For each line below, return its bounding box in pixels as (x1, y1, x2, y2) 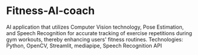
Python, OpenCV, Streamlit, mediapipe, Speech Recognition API (6, 42, 162, 49)
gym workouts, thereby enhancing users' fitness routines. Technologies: (6, 36, 183, 43)
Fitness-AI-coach (6, 4, 95, 18)
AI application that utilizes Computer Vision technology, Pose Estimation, (6, 23, 184, 30)
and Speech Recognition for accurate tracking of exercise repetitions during (6, 29, 192, 36)
